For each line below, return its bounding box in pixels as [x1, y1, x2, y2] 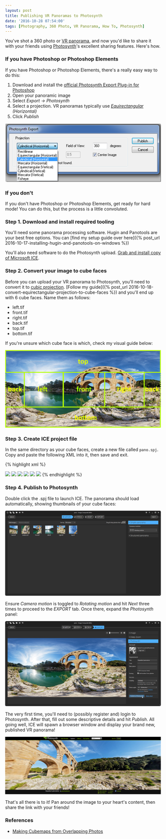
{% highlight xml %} [5, 461, 46, 467]
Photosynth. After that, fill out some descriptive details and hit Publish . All [5, 716, 155, 722]
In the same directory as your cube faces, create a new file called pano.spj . [5, 447, 159, 452]
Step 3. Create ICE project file [5, 435, 78, 442]
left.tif [12, 304, 25, 310]
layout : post [5, 8, 32, 13]
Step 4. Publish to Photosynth [5, 484, 78, 491]
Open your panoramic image [12, 92, 71, 98]
